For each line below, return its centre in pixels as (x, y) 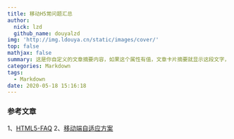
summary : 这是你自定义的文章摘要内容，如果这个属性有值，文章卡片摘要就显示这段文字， (119, 60)
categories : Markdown (39, 66)
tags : (15, 72)
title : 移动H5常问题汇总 (40, 14)
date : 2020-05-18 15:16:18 (47, 86)
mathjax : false (30, 53)
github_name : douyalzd (47, 33)
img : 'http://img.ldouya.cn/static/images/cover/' (83, 40)
